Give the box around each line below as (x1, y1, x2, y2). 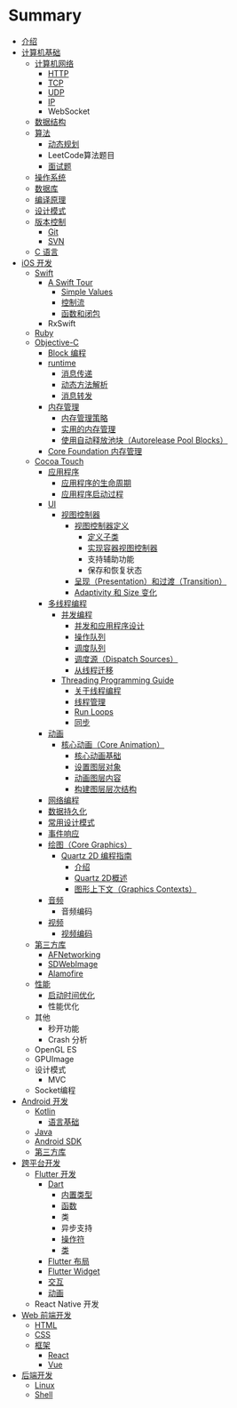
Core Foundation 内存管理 (47, 445, 143, 456)
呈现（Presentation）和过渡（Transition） (74, 575, 227, 587)
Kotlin (34, 1106, 56, 1116)
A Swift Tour (47, 276, 93, 287)
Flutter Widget (47, 1266, 100, 1276)
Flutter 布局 (47, 1255, 90, 1267)
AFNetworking (47, 948, 101, 960)
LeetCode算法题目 (47, 149, 115, 160)
